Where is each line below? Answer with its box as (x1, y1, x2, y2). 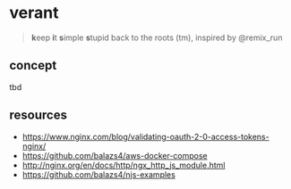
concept (9, 58, 57, 73)
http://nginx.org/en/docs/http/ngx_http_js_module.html (21, 160, 226, 170)
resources (9, 108, 67, 123)
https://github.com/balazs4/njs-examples (21, 168, 176, 180)
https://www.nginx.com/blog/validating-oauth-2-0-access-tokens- (21, 131, 270, 142)
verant (9, 3, 59, 23)
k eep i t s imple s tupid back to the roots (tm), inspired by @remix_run (30, 32, 283, 43)
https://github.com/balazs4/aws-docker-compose (21, 150, 208, 160)
